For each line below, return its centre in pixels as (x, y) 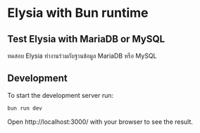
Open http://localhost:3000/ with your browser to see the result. (100, 122)
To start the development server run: (61, 95)
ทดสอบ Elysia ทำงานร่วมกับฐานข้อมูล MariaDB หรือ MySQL (82, 56)
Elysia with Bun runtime (78, 13)
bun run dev (25, 108)
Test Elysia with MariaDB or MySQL (86, 39)
